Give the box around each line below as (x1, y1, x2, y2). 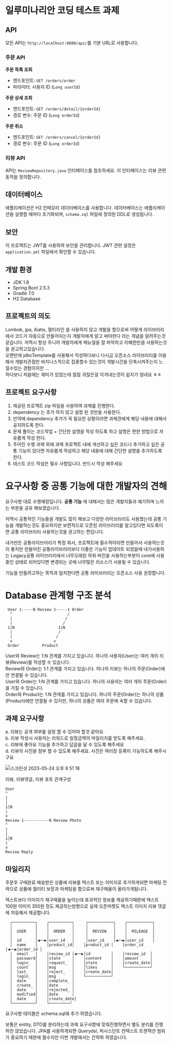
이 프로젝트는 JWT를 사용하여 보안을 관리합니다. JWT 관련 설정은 (5, 242, 136, 248)
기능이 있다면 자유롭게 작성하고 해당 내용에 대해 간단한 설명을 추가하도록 (18, 447, 163, 454)
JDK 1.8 (12, 279, 29, 285)
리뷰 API (5, 155, 26, 162)
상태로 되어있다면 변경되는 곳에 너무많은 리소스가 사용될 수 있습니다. (14, 558, 150, 565)
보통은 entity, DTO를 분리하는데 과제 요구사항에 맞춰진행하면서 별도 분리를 (5, 1021, 154, 1028)
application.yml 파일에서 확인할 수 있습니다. (5, 249, 96, 255)
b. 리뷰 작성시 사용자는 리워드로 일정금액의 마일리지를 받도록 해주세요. (5, 735, 145, 741)
